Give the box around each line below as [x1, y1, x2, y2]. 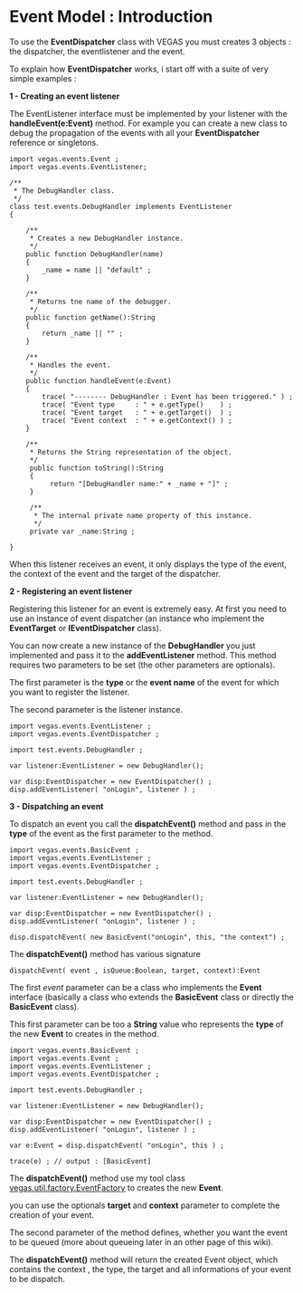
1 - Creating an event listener [9, 91, 120, 101]
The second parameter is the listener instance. [9, 704, 184, 714]
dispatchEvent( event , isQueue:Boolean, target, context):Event [9, 966, 260, 975]
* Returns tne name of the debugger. [29, 297, 172, 306]
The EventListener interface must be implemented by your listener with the [9, 108, 288, 119]
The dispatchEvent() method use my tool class [9, 1173, 185, 1183]
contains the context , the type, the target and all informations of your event [9, 1263, 291, 1274]
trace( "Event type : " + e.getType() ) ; [42, 400, 232, 409]
